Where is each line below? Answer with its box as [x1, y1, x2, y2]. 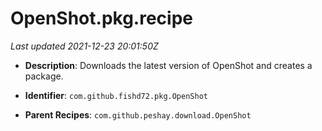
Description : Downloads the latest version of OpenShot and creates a [24, 59, 313, 71]
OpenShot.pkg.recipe [10, 7, 193, 30]
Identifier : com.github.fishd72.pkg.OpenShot [24, 89, 208, 101]
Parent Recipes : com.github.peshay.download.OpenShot [24, 108, 252, 121]
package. [24, 70, 64, 82]
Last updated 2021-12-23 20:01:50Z [10, 40, 159, 52]
